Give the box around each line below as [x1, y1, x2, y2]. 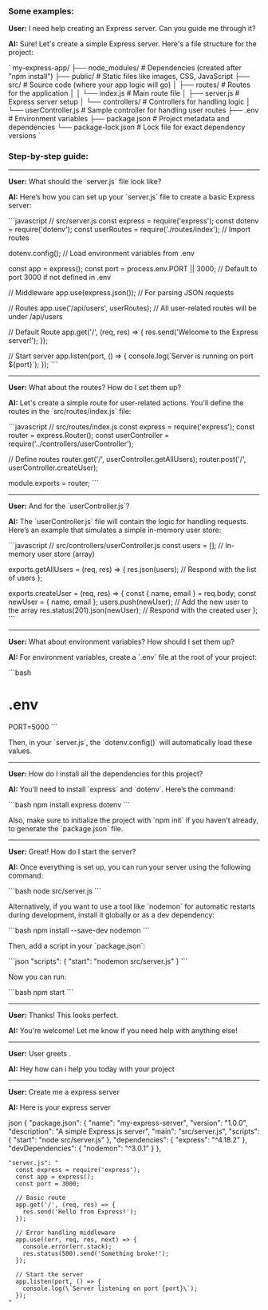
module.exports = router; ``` [8, 478, 100, 487]
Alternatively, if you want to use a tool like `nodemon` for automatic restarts [8, 902, 255, 911]
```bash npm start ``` [8, 987, 74, 996]
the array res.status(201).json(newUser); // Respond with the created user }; [8, 605, 258, 615]
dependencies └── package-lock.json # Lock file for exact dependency [8, 122, 246, 132]
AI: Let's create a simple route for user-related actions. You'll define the [8, 397, 244, 408]
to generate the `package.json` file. [8, 823, 124, 833]
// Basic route [15, 1194, 66, 1201]
